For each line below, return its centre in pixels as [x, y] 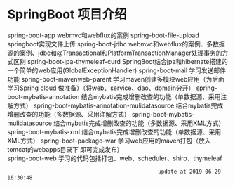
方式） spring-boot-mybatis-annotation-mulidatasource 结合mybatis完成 [118, 105]
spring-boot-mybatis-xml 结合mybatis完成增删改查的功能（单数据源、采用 [114, 131]
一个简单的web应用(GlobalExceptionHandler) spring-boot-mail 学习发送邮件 [117, 70]
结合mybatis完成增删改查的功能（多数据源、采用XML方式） [139, 123]
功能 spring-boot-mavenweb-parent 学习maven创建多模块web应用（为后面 [116, 79]
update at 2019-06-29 [189, 172]
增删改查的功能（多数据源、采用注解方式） [69, 114]
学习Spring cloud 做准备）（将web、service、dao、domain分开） [101, 88]
